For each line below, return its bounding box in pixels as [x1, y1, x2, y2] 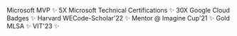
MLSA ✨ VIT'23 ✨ [6, 22, 60, 30]
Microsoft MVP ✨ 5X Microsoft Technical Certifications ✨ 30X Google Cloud [6, 6, 231, 14]
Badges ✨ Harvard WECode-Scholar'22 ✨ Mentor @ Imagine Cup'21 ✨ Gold [6, 14, 231, 22]
